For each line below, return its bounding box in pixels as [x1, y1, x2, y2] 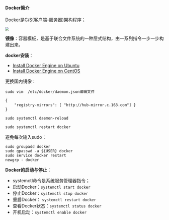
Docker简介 [5, 5, 30, 11]
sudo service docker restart [5, 153, 66, 158]
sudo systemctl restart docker [5, 124, 71, 130]
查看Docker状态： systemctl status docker [12, 202, 102, 209]
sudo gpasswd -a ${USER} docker [5, 148, 73, 153]
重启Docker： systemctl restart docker [12, 196, 97, 202]
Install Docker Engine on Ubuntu [12, 62, 79, 68]
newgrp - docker [5, 157, 39, 162]
